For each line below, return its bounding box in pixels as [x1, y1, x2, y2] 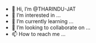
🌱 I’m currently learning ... [11, 18, 74, 24]
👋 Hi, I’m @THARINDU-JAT [11, 6, 76, 12]
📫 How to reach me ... [11, 31, 66, 37]
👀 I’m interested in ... [11, 12, 61, 19]
